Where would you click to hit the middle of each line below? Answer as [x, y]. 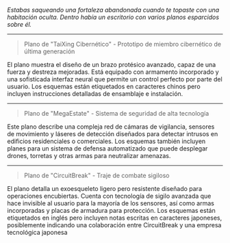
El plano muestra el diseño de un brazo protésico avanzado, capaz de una [112, 65]
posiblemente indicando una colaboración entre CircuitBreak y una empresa [114, 225]
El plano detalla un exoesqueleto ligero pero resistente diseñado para [104, 189]
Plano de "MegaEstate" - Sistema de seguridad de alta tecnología [116, 113]
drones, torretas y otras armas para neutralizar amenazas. [89, 156]
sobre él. [20, 24]
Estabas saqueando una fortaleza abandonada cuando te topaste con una [113, 10]
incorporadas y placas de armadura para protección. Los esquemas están [111, 210]
